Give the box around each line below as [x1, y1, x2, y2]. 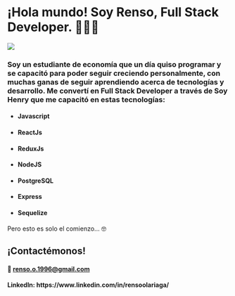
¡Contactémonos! [7, 245, 86, 257]
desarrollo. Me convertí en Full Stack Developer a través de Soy [7, 86, 228, 96]
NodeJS [17, 160, 42, 169]
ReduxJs [17, 144, 44, 153]
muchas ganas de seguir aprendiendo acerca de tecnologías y [7, 77, 224, 86]
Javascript [17, 112, 50, 120]
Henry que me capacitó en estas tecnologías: [7, 94, 165, 104]
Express [17, 193, 42, 201]
